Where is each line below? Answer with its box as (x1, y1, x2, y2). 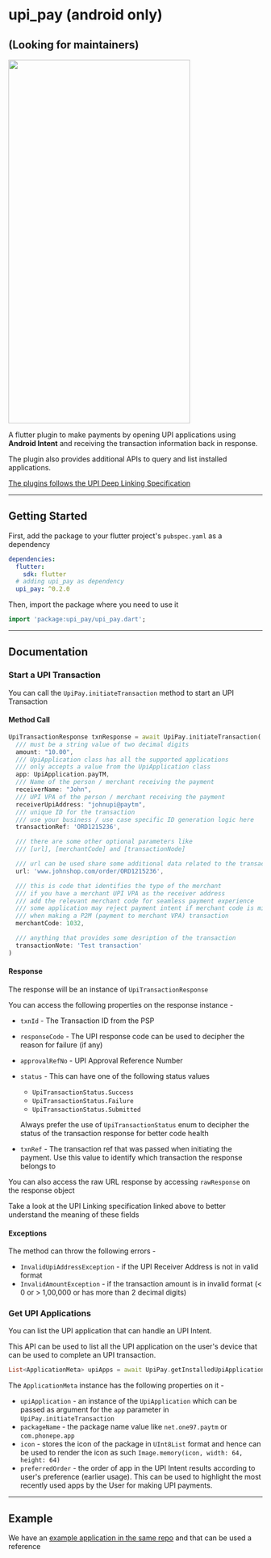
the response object (8, 1185, 75, 1195)
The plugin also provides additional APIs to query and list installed (8, 454, 227, 464)
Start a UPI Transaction (8, 669, 101, 680)
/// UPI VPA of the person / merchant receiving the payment (15, 793, 226, 801)
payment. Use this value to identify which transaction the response (19, 1152, 243, 1162)
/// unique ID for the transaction (15, 808, 135, 816)
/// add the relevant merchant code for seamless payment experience (15, 897, 254, 905)
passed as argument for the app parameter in (19, 1404, 169, 1415)
